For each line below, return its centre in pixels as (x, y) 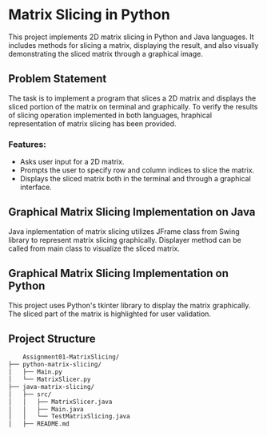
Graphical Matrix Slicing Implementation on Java (132, 212)
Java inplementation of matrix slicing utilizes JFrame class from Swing (124, 231)
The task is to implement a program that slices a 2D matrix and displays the (132, 98)
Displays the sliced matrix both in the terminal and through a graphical (135, 179)
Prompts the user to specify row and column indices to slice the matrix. (137, 170)
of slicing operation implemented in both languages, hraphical (110, 115)
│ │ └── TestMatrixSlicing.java (69, 417)
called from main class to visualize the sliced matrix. (94, 248)
